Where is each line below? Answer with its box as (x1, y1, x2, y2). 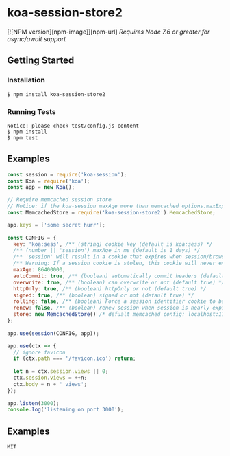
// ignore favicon (13, 349, 66, 356)
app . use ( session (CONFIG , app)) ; (7, 330, 99, 337)
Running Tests (7, 106, 56, 116)
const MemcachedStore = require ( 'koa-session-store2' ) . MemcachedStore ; (7, 209, 216, 216)
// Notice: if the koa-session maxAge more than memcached (7, 203, 179, 210)
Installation (7, 76, 46, 85)
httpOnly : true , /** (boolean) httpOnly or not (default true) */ (13, 285, 207, 293)
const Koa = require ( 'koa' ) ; (7, 177, 90, 185)
